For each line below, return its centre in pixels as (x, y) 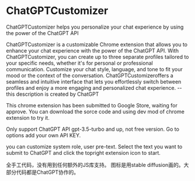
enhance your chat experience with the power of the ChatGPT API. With (93, 50)
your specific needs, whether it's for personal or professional (79, 63)
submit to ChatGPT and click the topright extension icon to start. (83, 152)
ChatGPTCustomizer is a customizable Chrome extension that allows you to (97, 44)
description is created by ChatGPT (58, 94)
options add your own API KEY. (43, 135)
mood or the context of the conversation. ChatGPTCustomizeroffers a (90, 75)
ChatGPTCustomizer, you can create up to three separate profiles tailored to (97, 57)
